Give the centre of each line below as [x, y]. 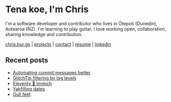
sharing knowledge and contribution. [44, 34]
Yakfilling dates [29, 89]
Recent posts [27, 60]
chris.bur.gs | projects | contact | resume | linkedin [58, 44]
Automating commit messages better [52, 72]
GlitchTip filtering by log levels [44, 78]
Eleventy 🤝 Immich [32, 83]
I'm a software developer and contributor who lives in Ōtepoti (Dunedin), [81, 23]
